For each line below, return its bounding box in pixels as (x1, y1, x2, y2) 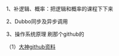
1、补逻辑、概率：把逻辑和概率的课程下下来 (6, 5, 114, 12)
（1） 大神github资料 (6, 43, 56, 50)
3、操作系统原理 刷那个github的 (6, 30, 85, 38)
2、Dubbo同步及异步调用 (6, 18, 68, 25)
